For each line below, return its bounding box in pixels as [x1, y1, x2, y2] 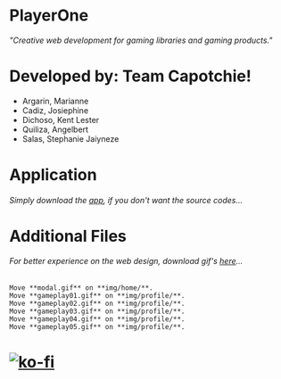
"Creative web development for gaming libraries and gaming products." [9, 35, 273, 45]
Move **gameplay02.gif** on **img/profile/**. [9, 300, 186, 309]
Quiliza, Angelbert [21, 124, 89, 135]
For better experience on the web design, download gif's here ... [9, 256, 244, 267]
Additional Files [9, 226, 128, 246]
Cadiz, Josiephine [21, 104, 89, 116]
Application [9, 165, 97, 185]
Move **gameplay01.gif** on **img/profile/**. [9, 292, 186, 301]
